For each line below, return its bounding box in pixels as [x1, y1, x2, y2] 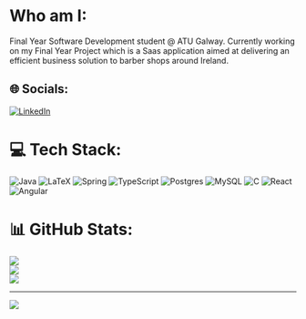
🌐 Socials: [9, 81, 69, 97]
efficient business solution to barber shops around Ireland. [9, 55, 229, 66]
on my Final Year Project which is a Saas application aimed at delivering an [9, 45, 290, 56]
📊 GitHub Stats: [9, 219, 134, 240]
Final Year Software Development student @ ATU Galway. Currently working [9, 36, 296, 46]
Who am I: [9, 5, 87, 26]
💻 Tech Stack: [9, 139, 122, 159]
